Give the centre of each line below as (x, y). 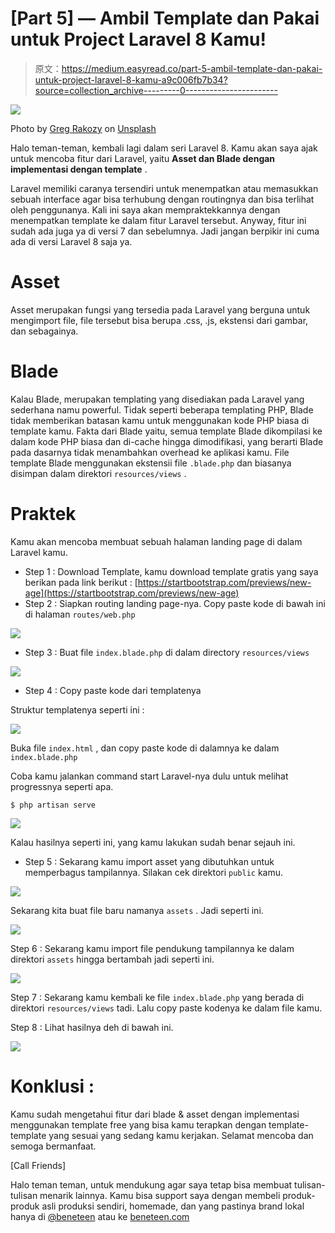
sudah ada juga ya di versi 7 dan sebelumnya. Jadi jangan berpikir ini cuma (165, 231)
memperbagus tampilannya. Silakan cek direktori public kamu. (154, 872)
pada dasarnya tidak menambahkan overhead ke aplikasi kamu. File (150, 452)
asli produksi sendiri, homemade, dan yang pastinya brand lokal (173, 1206)
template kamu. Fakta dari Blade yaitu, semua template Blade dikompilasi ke (166, 431)
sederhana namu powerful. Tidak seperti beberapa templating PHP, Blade (162, 409)
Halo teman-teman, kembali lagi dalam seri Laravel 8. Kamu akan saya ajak (164, 148)
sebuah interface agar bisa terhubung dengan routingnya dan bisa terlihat (162, 199)
